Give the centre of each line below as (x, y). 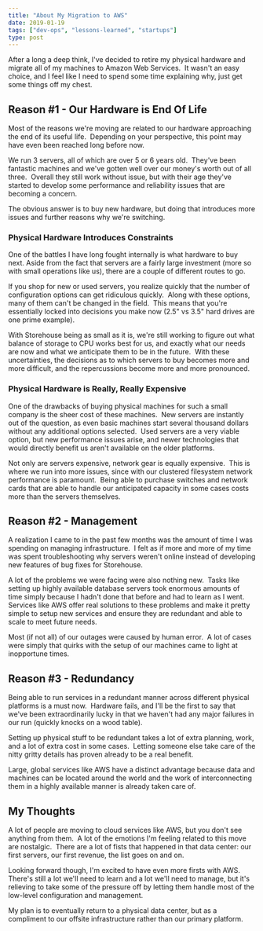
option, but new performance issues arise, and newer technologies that (124, 439)
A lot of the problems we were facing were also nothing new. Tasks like (124, 580)
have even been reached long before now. (77, 145)
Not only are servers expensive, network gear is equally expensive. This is (129, 463)
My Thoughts (42, 811)
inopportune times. (39, 654)
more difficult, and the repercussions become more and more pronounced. (129, 368)
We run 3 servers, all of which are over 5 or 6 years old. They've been (122, 160)
